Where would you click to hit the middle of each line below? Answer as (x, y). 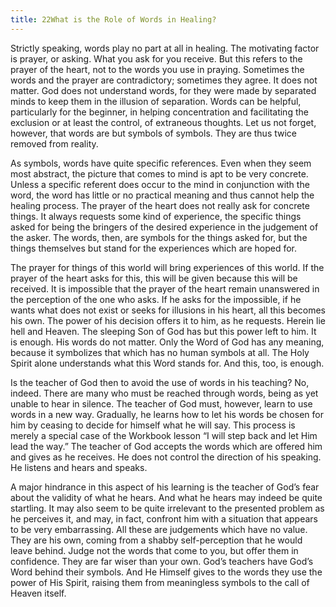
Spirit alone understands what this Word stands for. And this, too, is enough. (167, 363)
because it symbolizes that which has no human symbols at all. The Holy (160, 352)
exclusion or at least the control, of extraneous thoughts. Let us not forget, (163, 122)
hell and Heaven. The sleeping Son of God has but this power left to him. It (163, 331)
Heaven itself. (38, 593)
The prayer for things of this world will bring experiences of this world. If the (167, 267)
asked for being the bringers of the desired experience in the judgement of (164, 227)
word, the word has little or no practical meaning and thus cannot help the (162, 195)
